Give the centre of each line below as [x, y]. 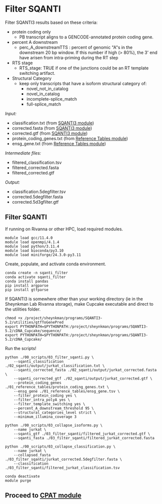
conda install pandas [27, 281]
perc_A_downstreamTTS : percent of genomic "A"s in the [76, 47]
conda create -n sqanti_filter [37, 273]
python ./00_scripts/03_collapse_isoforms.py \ [54, 425]
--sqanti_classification [39, 361]
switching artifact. [37, 73]
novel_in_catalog [43, 94]
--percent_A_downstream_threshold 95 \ [54, 408]
